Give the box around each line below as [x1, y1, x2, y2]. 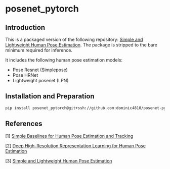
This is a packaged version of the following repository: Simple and [5, 36, 143, 42]
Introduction [5, 23, 46, 32]
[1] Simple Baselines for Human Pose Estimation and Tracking [5, 133, 134, 139]
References [5, 120, 42, 128]
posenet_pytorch [5, 3, 79, 15]
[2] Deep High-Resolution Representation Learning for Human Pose [5, 142, 146, 149]
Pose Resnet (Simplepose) [12, 67, 68, 73]
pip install [5, 105, 30, 110]
